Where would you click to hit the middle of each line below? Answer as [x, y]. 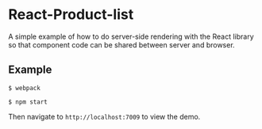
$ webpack [25, 88]
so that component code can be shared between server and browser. [122, 44]
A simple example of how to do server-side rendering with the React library [131, 36]
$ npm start [28, 102]
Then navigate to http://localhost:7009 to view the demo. [104, 116]
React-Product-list [71, 15]
